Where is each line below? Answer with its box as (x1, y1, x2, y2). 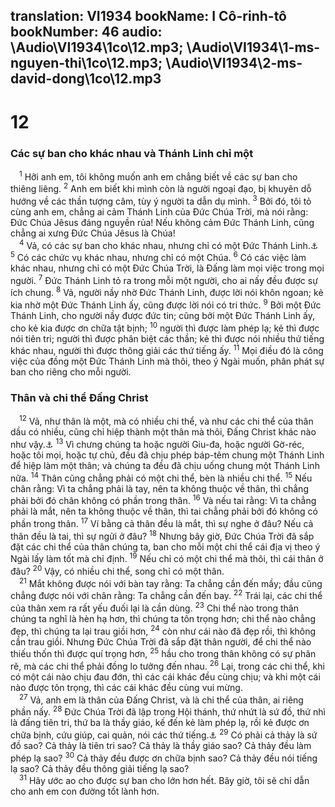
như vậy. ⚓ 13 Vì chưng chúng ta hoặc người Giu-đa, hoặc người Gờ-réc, (10, 437, 305, 451)
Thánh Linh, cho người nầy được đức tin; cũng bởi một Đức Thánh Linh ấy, (10, 310, 316, 322)
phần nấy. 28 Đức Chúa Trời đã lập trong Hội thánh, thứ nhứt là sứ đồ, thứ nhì (10, 704, 326, 718)
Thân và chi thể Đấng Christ (10, 391, 149, 405)
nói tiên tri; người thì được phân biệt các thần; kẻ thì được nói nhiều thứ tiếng (10, 332, 325, 344)
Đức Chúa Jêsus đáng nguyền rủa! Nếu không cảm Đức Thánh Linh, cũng (10, 216, 315, 228)
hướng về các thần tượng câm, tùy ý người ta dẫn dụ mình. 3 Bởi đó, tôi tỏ (10, 194, 312, 207)
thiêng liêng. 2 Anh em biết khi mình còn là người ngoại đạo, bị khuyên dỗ (10, 181, 312, 195)
